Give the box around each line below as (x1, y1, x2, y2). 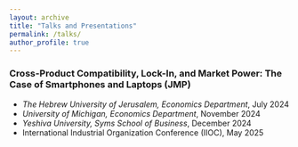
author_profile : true (9, 37, 90, 47)
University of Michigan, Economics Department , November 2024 (21, 108, 261, 118)
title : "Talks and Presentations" (9, 21, 138, 30)
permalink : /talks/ (9, 29, 82, 38)
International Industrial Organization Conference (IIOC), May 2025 (21, 127, 264, 138)
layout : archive (9, 12, 69, 22)
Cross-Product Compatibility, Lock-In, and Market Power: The (9, 68, 283, 80)
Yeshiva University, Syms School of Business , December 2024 (21, 118, 252, 128)
